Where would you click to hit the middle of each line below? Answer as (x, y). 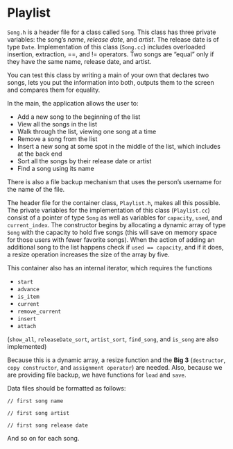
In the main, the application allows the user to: (73, 103)
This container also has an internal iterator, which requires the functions (110, 268)
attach (27, 326)
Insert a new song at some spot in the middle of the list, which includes (119, 146)
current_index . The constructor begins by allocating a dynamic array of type (116, 224)
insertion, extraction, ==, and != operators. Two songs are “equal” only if (111, 54)
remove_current (39, 311)
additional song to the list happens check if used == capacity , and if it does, (115, 247)
